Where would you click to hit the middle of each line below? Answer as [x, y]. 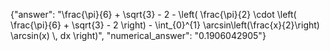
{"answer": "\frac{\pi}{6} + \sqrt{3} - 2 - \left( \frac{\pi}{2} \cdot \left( [153, 14]
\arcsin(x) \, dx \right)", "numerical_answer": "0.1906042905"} [138, 35]
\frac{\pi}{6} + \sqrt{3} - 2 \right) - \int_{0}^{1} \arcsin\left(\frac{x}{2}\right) [165, 25]
